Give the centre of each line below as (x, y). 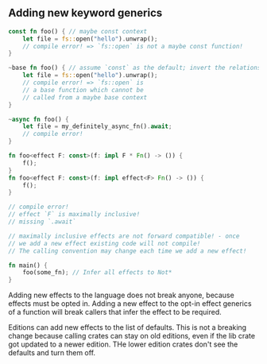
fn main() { (28, 265)
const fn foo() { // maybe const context (78, 31)
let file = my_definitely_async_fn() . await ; (97, 126)
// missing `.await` (43, 222)
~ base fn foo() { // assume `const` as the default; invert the (117, 68)
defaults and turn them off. (52, 353)
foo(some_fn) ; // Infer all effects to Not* (97, 273)
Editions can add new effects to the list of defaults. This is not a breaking (128, 327)
